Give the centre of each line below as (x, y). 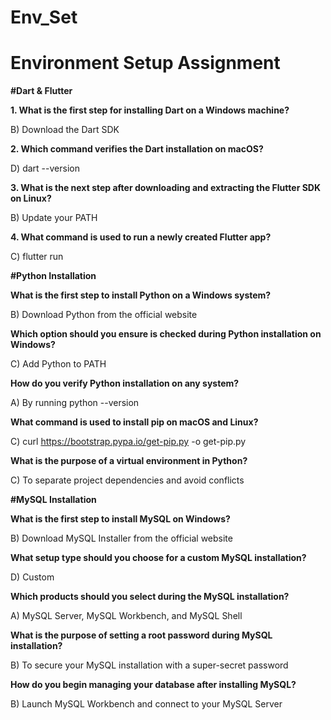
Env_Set (44, 17)
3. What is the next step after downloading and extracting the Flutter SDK (166, 188)
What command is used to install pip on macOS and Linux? (134, 422)
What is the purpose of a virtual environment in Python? (129, 461)
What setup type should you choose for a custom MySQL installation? (158, 558)
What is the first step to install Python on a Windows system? (141, 295)
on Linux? (31, 198)
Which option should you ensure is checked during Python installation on (166, 334)
